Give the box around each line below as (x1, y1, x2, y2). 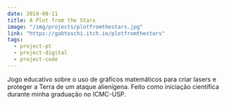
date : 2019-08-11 (7, 10, 58, 17)
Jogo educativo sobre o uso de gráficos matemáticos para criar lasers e (7, 75, 217, 83)
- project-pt (13, 43, 52, 50)
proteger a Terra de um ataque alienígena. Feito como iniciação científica (7, 82, 220, 91)
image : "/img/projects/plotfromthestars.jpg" (7, 23, 143, 30)
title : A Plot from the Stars (7, 17, 96, 24)
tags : (7, 36, 23, 43)
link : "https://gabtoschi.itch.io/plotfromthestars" (7, 29, 165, 37)
